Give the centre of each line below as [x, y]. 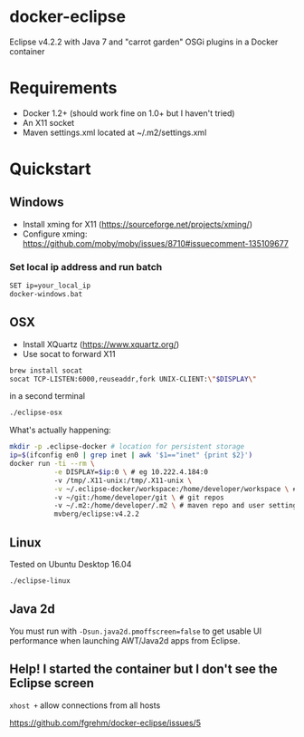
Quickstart [51, 169]
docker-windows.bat [46, 295]
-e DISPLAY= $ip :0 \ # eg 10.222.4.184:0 [131, 472]
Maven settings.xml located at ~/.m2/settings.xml [114, 132]
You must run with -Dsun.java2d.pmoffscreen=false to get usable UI [136, 631]
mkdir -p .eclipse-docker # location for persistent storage [127, 447]
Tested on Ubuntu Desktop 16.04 [71, 565]
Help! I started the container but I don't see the [143, 669]
